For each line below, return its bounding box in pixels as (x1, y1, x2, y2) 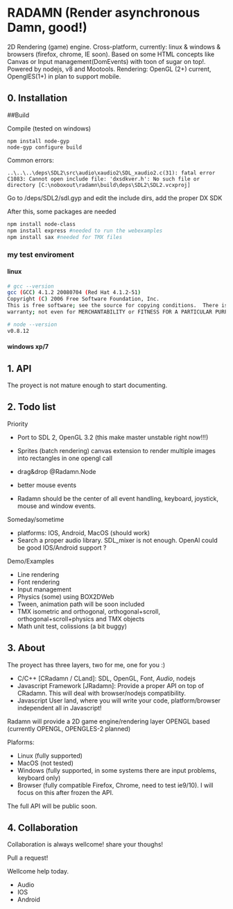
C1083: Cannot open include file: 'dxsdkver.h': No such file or (7, 175, 200, 182)
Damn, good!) (7, 19, 88, 35)
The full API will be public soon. (7, 801, 97, 810)
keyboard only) (17, 773, 61, 782)
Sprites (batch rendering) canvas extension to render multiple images (17, 446, 216, 454)
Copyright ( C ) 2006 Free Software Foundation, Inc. (7, 295, 159, 303)
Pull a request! (7, 853, 49, 862)
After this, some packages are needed (7, 207, 116, 215)
